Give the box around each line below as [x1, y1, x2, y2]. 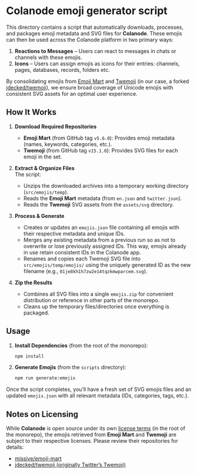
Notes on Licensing [6, 409, 78, 419]
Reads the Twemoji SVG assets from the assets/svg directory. [23, 201, 175, 208]
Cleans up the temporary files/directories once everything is [23, 303, 169, 310]
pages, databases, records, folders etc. [14, 66, 110, 73]
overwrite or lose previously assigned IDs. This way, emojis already [23, 243, 186, 250]
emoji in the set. [23, 153, 62, 160]
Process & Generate [14, 212, 65, 219]
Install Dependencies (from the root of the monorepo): [14, 342, 148, 349]
